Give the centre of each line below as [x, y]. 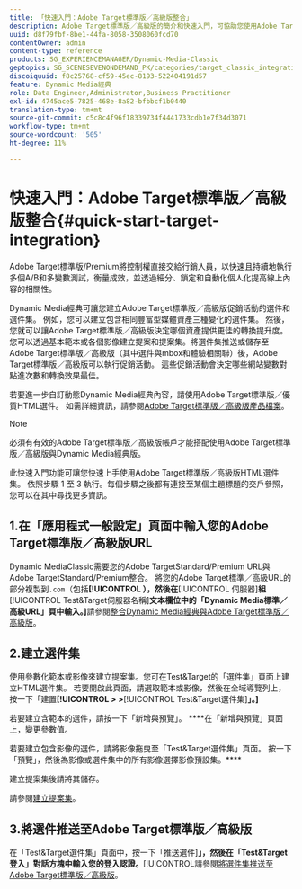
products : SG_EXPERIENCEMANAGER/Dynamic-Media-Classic [114, 59]
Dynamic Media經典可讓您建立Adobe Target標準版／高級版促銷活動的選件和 [150, 307]
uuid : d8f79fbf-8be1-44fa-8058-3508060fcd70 [94, 34]
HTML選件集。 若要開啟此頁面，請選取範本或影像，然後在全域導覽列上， [151, 688]
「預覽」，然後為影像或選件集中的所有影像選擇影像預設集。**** [126, 760]
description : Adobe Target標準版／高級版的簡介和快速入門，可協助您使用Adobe [143, 26]
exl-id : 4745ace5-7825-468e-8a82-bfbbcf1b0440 [98, 101]
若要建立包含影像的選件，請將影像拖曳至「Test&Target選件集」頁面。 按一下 [151, 749]
